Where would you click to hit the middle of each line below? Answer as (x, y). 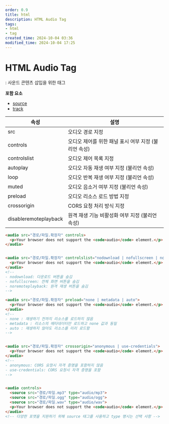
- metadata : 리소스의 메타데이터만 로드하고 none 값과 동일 (61, 323)
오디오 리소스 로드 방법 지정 (98, 196)
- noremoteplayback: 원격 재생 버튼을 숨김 (47, 286)
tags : (11, 24)
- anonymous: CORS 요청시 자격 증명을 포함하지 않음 (54, 365)
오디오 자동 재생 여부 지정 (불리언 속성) (111, 168)
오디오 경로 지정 (86, 132)
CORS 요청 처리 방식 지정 (96, 206)
